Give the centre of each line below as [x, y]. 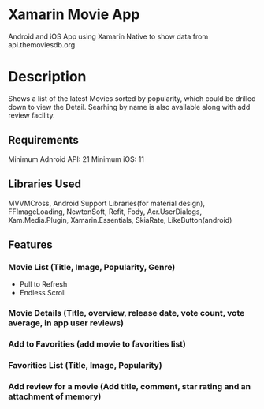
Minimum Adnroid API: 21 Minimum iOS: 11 [76, 159]
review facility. [32, 115]
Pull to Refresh [43, 284]
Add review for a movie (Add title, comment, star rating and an [130, 386]
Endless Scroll [43, 293]
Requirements [43, 140]
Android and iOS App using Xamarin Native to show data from [108, 36]
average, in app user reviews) [66, 323]
